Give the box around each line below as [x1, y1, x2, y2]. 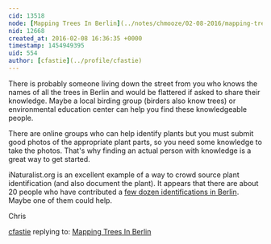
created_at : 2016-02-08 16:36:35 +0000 [8, 34, 143, 43]
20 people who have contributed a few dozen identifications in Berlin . [8, 187, 240, 196]
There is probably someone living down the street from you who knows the [8, 78, 258, 89]
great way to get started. [8, 154, 90, 163]
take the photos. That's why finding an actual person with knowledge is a [8, 146, 252, 155]
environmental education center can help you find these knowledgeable [8, 104, 248, 114]
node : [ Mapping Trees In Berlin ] [8, 19, 121, 27]
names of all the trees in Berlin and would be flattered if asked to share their [8, 87, 261, 97]
